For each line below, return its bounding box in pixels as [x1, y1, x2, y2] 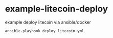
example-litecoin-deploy [5, 3, 108, 14]
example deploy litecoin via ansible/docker [5, 19, 91, 25]
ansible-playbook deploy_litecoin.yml [5, 28, 84, 33]
